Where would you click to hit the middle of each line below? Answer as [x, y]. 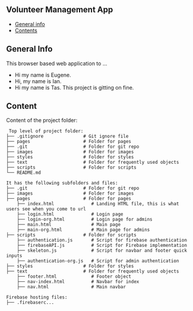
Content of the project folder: [42, 120]
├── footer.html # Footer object [74, 277]
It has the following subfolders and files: [62, 183]
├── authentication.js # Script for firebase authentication [102, 240]
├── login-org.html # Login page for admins [85, 220]
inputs [14, 256]
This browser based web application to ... [57, 63]
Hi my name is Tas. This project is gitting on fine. [74, 87]
